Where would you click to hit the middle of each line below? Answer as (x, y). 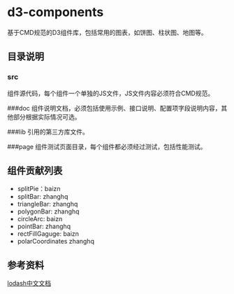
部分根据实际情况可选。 (47, 117)
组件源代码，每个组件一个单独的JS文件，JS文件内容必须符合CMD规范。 (111, 93)
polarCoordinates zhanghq (56, 241)
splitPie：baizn (39, 189)
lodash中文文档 (29, 283)
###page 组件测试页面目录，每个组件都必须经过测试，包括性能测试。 (107, 146)
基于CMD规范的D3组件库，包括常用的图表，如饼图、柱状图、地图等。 (107, 32)
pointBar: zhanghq (44, 226)
